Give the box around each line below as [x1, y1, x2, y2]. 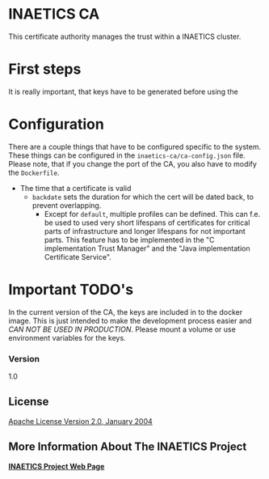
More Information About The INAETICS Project [8, 440, 247, 454]
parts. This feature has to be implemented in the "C [44, 235, 216, 244]
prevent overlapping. [32, 200, 102, 210]
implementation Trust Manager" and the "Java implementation [44, 244, 250, 253]
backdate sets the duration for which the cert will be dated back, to [32, 192, 254, 201]
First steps [8, 60, 82, 78]
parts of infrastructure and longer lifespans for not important [44, 226, 246, 235]
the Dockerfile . [8, 167, 60, 177]
